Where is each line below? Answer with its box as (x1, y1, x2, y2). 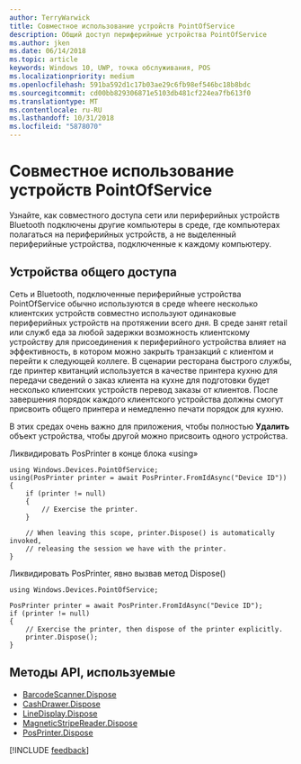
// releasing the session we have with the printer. (25, 544, 227, 553)
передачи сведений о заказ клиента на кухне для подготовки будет (9, 375, 270, 386)
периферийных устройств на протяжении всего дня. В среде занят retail (9, 317, 288, 328)
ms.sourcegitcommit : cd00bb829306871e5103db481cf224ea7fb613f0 (9, 88, 252, 97)
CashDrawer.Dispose (22, 698, 101, 709)
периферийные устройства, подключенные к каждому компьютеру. (9, 238, 272, 249)
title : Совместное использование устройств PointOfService (9, 22, 235, 31)
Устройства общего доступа (9, 265, 177, 280)
